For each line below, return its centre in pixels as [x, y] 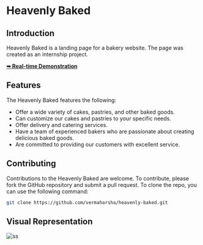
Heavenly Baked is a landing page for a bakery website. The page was [95, 48]
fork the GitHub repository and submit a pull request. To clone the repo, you [102, 185]
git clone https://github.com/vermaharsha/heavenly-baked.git [87, 202]
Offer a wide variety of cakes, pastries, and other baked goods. [95, 112]
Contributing [31, 163]
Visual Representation [50, 221]
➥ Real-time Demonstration [42, 66]
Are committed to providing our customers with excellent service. [98, 144]
